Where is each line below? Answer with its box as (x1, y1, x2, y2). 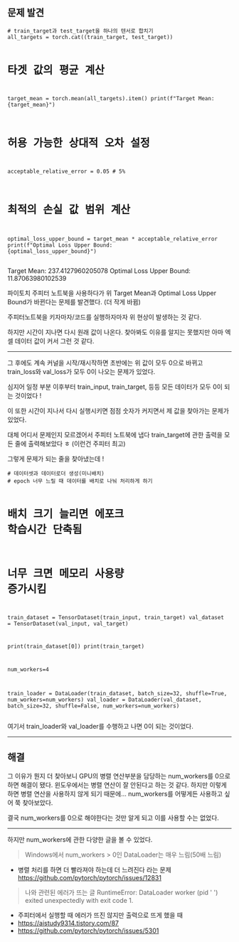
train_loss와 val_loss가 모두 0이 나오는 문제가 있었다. (7, 368, 156, 376)
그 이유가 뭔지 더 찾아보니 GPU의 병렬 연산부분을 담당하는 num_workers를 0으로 (7, 771, 231, 780)
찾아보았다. (22, 798, 53, 807)
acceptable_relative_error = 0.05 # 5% (7, 168, 126, 175)
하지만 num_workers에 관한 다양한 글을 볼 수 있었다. (7, 835, 153, 844)
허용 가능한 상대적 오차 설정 (7, 137, 151, 150)
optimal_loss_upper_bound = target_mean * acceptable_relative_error (7, 235, 218, 243)
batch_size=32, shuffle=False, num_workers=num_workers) (7, 702, 180, 710)
